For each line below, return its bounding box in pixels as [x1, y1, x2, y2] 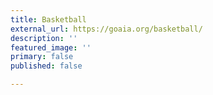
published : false [10, 61, 83, 71]
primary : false [10, 52, 74, 62]
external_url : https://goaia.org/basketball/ [10, 24, 203, 34]
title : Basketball [10, 14, 87, 25]
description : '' [10, 33, 78, 43]
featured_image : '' [10, 42, 92, 53]
